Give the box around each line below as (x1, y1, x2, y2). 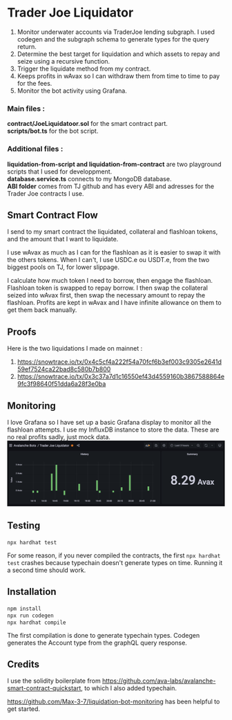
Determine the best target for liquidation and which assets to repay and (17, 50, 220, 58)
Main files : (7, 104, 45, 113)
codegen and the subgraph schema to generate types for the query (17, 35, 210, 43)
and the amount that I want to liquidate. (7, 235, 119, 243)
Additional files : (7, 144, 64, 154)
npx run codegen (7, 612, 54, 619)
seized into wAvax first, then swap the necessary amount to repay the (7, 291, 206, 299)
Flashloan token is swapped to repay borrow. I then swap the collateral (7, 284, 209, 292)
